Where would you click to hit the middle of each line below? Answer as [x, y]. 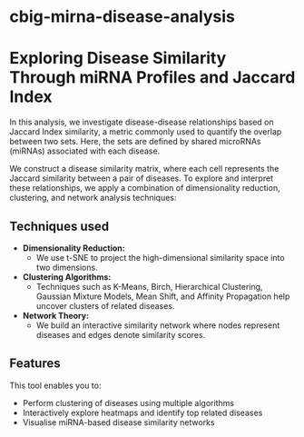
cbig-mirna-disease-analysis [123, 17]
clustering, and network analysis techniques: [93, 198]
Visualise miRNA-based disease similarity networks [118, 422]
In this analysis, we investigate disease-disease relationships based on [142, 122]
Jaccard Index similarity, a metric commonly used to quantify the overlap [146, 132]
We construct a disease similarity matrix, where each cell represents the [144, 169]
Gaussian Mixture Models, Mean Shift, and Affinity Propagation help [163, 296]
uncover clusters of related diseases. [105, 305]
